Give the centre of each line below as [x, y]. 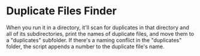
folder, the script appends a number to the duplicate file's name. [85, 46]
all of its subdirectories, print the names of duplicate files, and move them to [100, 33]
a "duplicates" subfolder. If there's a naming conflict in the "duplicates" [94, 40]
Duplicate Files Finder [61, 11]
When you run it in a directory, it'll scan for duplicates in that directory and [98, 27]
